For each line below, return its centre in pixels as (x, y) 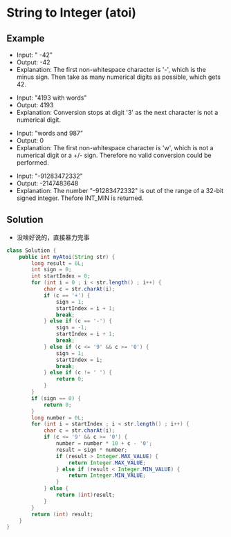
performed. (33, 163)
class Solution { (31, 251)
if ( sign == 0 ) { (56, 398)
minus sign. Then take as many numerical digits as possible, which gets (118, 77)
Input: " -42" (35, 55)
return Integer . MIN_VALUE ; (107, 475)
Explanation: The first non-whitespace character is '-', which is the (111, 70)
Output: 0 (30, 140)
